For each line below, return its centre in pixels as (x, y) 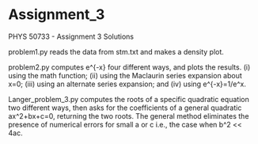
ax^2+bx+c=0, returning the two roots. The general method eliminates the (129, 116)
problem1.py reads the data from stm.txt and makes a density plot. (116, 51)
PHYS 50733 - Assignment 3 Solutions (71, 36)
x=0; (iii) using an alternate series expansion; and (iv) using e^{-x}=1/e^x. (127, 84)
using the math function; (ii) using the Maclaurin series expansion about (125, 75)
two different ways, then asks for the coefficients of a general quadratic (125, 108)
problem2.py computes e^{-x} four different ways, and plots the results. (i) (129, 67)
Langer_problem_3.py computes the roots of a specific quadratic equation (129, 99)
